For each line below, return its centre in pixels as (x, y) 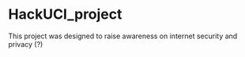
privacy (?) (26, 44)
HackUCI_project (65, 14)
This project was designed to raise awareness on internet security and (123, 36)
